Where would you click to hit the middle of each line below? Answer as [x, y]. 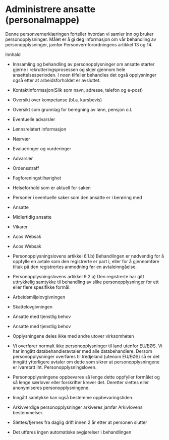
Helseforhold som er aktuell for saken [51, 187]
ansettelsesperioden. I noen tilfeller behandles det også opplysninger [84, 75]
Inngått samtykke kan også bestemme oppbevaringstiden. [73, 397]
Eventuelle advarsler [34, 119]
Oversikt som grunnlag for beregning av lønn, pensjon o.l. [72, 109]
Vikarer [20, 227]
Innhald [13, 54]
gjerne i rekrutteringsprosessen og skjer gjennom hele [69, 70]
